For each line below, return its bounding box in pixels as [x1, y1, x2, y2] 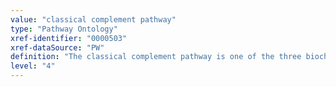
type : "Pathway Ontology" [10, 24, 118, 34]
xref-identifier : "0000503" [10, 33, 128, 43]
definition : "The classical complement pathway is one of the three [10, 52, 302, 62]
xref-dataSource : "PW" [10, 42, 105, 53]
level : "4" [10, 61, 56, 71]
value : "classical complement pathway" [10, 14, 177, 25]
